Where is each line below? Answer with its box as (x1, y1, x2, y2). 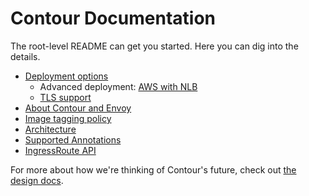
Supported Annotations (24, 133, 122, 146)
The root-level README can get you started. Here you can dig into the (10, 40, 299, 52)
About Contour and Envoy (24, 102, 132, 114)
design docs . (10, 174, 64, 186)
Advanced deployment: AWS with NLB (39, 80, 198, 92)
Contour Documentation (10, 7, 216, 30)
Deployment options (24, 70, 109, 82)
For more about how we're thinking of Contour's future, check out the (10, 163, 297, 176)
